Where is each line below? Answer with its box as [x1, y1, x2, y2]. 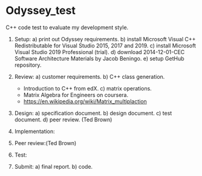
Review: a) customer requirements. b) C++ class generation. [14, 73, 165, 80]
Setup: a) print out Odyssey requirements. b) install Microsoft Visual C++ [14, 35, 196, 42]
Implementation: [14, 127, 55, 135]
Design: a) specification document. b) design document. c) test [14, 109, 172, 117]
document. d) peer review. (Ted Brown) [14, 116, 112, 123]
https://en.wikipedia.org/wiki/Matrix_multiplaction [23, 98, 148, 105]
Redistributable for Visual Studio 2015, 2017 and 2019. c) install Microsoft [14, 42, 196, 49]
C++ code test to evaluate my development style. [5, 24, 129, 31]
